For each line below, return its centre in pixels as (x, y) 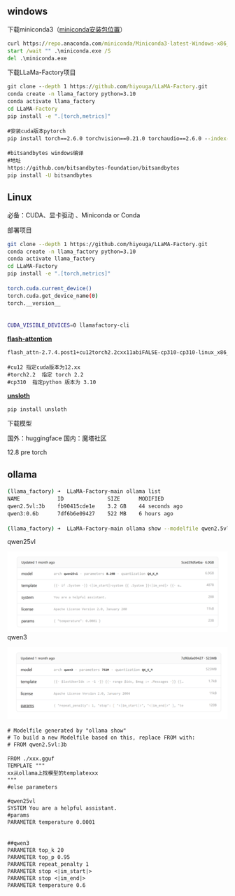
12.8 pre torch (27, 452)
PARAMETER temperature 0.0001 (51, 822)
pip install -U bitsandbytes (50, 175)
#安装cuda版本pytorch (37, 131)
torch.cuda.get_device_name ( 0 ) (53, 296)
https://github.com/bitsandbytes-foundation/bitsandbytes (93, 168)
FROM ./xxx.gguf (31, 759)
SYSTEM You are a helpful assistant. (62, 808)
